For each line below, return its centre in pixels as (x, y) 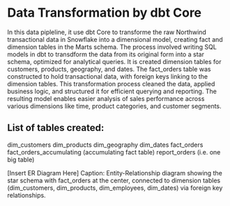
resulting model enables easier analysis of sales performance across (106, 98)
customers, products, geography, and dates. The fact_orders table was (109, 69)
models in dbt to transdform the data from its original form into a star (106, 54)
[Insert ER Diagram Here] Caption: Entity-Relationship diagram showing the (115, 173)
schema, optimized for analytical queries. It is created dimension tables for (114, 61)
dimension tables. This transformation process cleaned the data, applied (111, 84)
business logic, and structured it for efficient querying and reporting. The (112, 91)
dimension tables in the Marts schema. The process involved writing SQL (112, 47)
